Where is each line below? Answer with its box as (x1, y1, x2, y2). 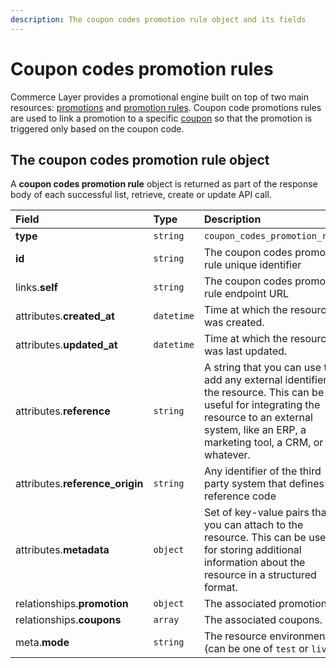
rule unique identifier (203, 258, 302, 272)
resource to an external (203, 411, 313, 425)
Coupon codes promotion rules (10, 57, 274, 80)
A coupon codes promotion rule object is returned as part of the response (10, 178, 318, 190)
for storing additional (203, 543, 302, 557)
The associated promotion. (203, 597, 330, 611)
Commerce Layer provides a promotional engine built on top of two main (10, 91, 310, 103)
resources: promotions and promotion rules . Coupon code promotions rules (10, 101, 322, 113)
